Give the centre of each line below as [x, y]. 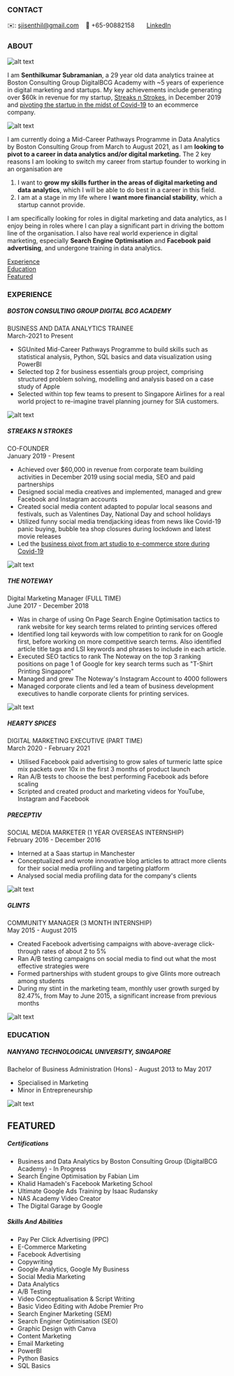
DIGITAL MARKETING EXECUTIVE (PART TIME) [75, 741]
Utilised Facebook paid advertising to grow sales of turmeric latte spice [120, 762]
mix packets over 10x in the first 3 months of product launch [104, 769]
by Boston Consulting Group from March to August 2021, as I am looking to [116, 146]
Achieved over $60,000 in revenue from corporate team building [110, 470]
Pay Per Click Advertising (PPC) [63, 1239]
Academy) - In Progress [52, 1168]
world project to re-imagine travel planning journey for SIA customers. [118, 401]
